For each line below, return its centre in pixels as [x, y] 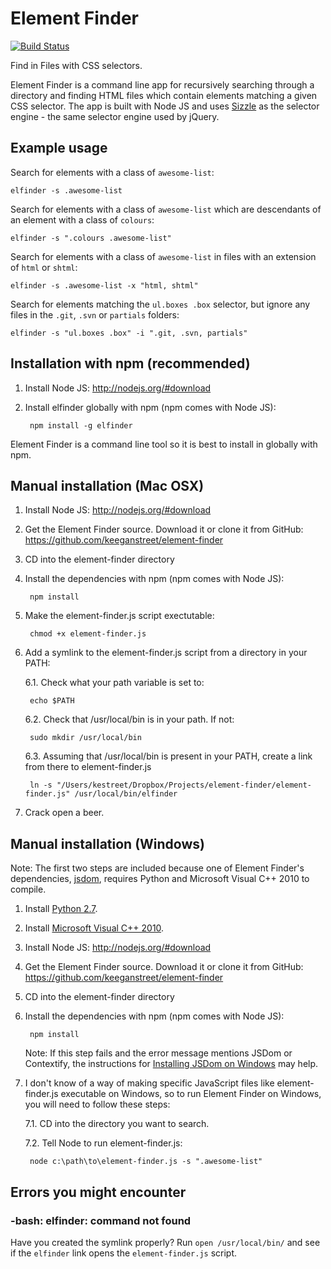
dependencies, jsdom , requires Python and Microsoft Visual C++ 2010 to [160, 879]
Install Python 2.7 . [61, 909]
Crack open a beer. [64, 813]
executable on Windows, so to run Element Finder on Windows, [191, 1094]
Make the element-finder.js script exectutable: [119, 616]
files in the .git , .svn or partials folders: [95, 314]
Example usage [59, 148]
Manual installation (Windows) [107, 843]
